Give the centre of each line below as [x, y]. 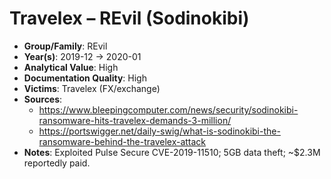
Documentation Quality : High [85, 78]
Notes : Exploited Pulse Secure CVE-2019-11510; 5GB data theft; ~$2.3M [172, 152]
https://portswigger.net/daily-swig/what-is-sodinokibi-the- [159, 131]
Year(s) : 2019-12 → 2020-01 [82, 56]
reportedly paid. [57, 163]
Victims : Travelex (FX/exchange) [92, 88]
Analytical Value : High [71, 67]
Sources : [43, 99]
